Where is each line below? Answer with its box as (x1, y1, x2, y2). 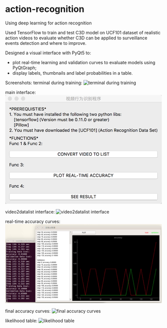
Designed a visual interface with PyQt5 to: (5, 50, 91, 56)
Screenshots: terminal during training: (5, 80, 83, 86)
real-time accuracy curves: (5, 219, 61, 224)
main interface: (5, 89, 36, 95)
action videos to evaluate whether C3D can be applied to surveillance (5, 35, 148, 41)
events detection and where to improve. (5, 40, 87, 46)
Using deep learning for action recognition (5, 20, 92, 26)
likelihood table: (5, 318, 38, 324)
